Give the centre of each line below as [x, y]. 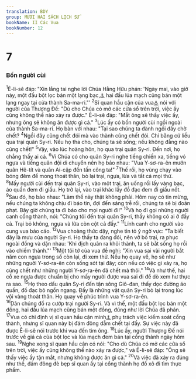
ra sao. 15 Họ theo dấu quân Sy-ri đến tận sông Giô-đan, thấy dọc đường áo [96, 283]
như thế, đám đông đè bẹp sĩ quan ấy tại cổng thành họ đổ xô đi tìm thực [94, 363]
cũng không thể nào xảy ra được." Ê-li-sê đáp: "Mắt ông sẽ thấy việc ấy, [93, 115]
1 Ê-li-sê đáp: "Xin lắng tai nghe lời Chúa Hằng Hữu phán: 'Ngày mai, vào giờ [97, 89]
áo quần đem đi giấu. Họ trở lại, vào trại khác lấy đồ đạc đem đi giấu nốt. [94, 189]
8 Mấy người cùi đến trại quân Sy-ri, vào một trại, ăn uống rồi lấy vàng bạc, [95, 183]
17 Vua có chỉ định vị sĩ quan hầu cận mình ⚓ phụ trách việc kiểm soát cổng [96, 316]
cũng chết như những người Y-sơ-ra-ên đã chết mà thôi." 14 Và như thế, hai [96, 270]
